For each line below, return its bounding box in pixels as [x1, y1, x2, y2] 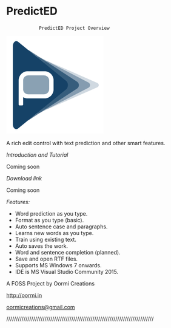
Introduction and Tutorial [6, 151, 69, 159]
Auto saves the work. [15, 242, 69, 250]
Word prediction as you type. [15, 210, 88, 217]
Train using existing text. [15, 236, 77, 243]
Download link [6, 174, 42, 182]
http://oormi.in [6, 292, 42, 299]
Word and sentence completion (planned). [15, 248, 121, 256]
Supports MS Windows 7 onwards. [15, 261, 102, 268]
